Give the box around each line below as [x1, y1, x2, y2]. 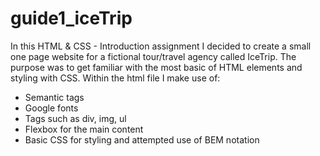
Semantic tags [24, 91, 85, 103]
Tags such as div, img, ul [24, 112, 127, 124]
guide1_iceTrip [10, 7, 133, 30]
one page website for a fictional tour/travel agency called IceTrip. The [10, 50, 297, 62]
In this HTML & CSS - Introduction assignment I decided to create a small [10, 40, 312, 52]
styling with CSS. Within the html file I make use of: [10, 72, 221, 84]
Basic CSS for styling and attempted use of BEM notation [24, 133, 260, 146]
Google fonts [24, 102, 79, 114]
